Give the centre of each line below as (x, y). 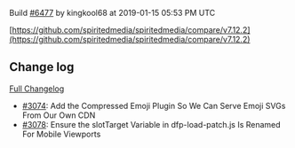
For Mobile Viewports (61, 134)
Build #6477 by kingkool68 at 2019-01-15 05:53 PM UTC (112, 13)
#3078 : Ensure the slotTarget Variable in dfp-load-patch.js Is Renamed (151, 124)
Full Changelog (37, 89)
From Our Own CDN (59, 115)
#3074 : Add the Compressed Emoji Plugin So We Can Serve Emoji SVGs (154, 105)
